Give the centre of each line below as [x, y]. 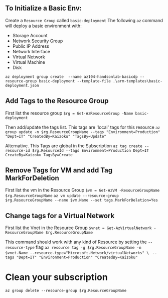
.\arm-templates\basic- [138, 81]
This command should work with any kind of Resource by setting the [76, 242]
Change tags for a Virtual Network [60, 216]
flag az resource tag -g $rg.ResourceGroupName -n [89, 247]
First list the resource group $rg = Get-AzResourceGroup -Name [69, 113]
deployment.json [22, 85]
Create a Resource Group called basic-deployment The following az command [84, 20]
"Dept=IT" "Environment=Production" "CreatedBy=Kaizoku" [77, 258]
